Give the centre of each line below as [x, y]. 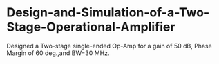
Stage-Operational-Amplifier [91, 27]
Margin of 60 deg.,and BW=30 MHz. [58, 53]
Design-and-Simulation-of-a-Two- [108, 13]
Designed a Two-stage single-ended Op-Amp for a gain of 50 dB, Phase [109, 46]
